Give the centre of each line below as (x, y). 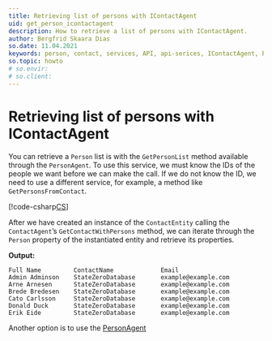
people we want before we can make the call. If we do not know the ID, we (132, 173)
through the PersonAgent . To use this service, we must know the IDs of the (132, 165)
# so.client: (30, 76)
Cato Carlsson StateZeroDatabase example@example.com (119, 298)
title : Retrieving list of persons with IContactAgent (103, 16)
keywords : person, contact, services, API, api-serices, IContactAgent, (134, 54)
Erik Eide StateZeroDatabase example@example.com (119, 313)
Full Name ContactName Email (94, 270)
